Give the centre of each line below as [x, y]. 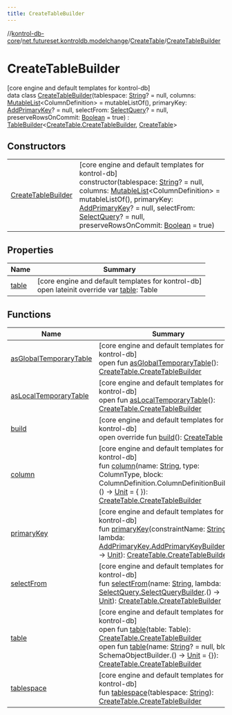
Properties [30, 250]
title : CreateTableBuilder [46, 13]
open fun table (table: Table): [145, 629]
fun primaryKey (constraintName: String [163, 529]
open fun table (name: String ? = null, [157, 646]
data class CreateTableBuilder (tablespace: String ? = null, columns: [101, 95]
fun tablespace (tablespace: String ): [156, 693]
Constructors [37, 146]
